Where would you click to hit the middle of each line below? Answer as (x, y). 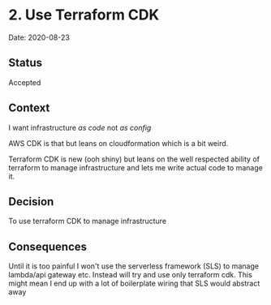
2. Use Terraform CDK (84, 15)
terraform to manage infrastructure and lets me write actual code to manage (136, 167)
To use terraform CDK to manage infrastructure (88, 221)
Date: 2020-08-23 (39, 37)
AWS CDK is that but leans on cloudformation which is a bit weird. (118, 143)
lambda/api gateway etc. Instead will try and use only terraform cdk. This (131, 275)
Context (29, 108)
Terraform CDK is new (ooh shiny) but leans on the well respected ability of (134, 159)
